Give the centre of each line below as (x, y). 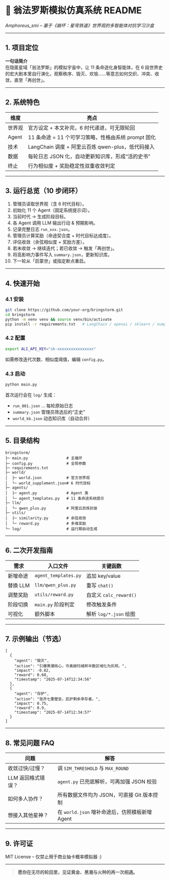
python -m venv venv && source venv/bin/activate (59, 319)
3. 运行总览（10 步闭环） (44, 191)
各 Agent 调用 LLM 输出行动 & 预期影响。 (55, 223)
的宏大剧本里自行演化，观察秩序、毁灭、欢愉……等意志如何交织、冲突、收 (82, 74)
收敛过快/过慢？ (27, 768)
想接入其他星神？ (28, 816)
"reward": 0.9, (30, 708)
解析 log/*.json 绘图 (111, 614)
